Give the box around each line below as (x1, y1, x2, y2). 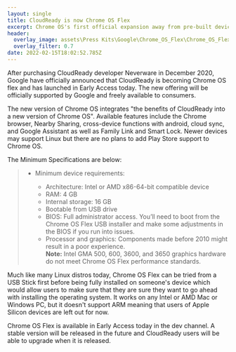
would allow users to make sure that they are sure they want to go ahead (7, 285, 218, 294)
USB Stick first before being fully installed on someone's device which (7, 278, 211, 286)
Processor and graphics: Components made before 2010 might (45, 234, 228, 243)
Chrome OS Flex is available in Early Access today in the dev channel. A (7, 321, 216, 330)
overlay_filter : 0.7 (13, 43, 74, 50)
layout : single (7, 10, 52, 18)
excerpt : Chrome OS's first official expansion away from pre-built (7, 23, 212, 30)
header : (7, 29, 30, 37)
